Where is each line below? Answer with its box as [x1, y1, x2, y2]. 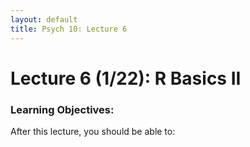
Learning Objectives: [10, 102, 115, 116]
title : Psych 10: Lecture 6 [10, 24, 128, 34]
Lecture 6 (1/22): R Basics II [10, 67, 242, 90]
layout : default [10, 14, 78, 25]
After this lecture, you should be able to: [10, 125, 176, 137]
